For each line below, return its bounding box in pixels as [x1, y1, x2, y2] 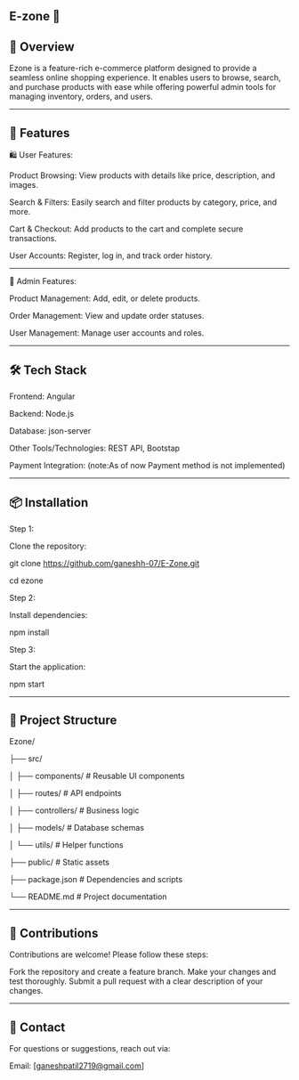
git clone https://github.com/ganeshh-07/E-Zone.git [9, 557, 200, 568]
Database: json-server [9, 425, 92, 436]
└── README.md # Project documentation [9, 891, 167, 902]
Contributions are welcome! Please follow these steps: [9, 949, 209, 960]
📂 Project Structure [9, 713, 117, 728]
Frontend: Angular [9, 391, 76, 402]
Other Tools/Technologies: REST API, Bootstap [9, 443, 181, 453]
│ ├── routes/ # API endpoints [9, 788, 122, 799]
